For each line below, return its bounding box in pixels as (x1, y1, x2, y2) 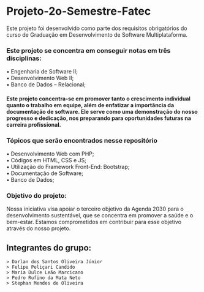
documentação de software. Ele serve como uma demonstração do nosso (6, 108, 198, 115)
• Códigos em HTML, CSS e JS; (6, 157, 87, 164)
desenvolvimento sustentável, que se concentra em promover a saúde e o (6, 212, 194, 219)
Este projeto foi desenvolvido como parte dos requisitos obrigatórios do (6, 24, 187, 32)
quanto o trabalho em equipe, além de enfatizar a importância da (6, 101, 175, 108)
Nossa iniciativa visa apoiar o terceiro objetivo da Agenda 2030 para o (6, 205, 184, 212)
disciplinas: (6, 54, 42, 62)
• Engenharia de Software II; (6, 68, 78, 75)
